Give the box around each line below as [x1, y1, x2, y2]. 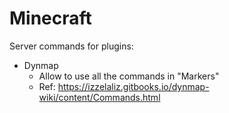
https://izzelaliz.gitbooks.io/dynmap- [57, 80, 210, 92]
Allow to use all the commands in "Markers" [38, 70, 220, 82]
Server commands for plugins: [9, 40, 134, 52]
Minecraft [9, 7, 92, 30]
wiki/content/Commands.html [38, 91, 161, 103]
